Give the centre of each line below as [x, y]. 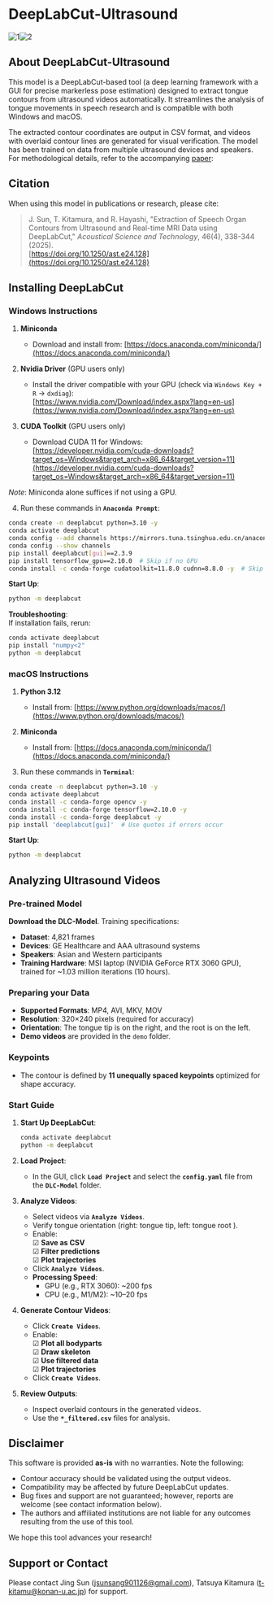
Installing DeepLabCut [66, 288]
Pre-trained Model [45, 904]
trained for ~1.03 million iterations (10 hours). [95, 971]
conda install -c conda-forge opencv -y [78, 802]
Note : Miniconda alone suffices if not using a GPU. [93, 492]
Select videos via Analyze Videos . [88, 1216]
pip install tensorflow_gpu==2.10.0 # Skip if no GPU [103, 561]
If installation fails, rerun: [50, 623]
